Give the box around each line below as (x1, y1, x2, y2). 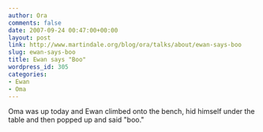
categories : (8, 70, 47, 78)
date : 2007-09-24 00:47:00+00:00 (8, 26, 118, 34)
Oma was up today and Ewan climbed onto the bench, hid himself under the (8, 107, 255, 116)
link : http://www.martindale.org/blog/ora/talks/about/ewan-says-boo (8, 41, 242, 49)
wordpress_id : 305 (8, 63, 69, 71)
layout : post (8, 33, 51, 42)
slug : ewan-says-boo (8, 48, 77, 56)
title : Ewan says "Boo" (8, 56, 87, 64)
